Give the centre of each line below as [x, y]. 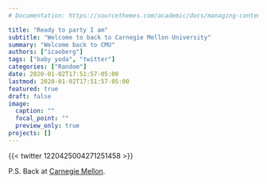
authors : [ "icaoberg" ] [46, 52]
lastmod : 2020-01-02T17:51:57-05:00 [69, 81]
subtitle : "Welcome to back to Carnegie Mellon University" [110, 37]
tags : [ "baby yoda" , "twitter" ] [62, 59]
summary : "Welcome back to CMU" [62, 44]
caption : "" [35, 111]
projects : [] [30, 133]
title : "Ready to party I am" [58, 30]
